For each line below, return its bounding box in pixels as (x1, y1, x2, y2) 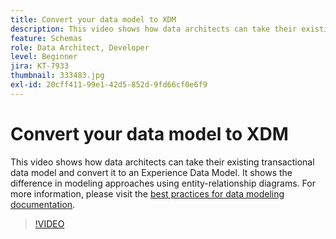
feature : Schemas (10, 33, 83, 43)
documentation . (10, 198, 76, 210)
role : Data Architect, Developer (10, 42, 150, 53)
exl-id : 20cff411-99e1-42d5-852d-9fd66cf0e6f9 (10, 80, 208, 90)
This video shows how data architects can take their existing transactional (10, 156, 315, 168)
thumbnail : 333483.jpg (10, 71, 105, 81)
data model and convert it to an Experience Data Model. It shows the (10, 166, 293, 178)
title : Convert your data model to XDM (10, 14, 177, 25)
